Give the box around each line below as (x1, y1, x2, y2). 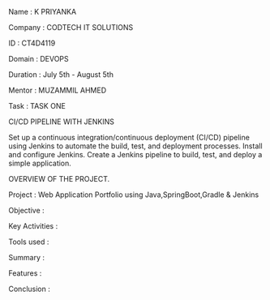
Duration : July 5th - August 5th (8, 70, 114, 79)
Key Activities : (8, 221, 58, 230)
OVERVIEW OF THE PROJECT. (8, 174, 110, 183)
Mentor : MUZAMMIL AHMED (8, 85, 107, 95)
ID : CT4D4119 (8, 38, 56, 48)
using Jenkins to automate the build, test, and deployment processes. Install (8, 141, 263, 151)
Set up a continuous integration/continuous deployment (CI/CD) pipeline (8, 133, 250, 142)
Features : (8, 268, 42, 278)
